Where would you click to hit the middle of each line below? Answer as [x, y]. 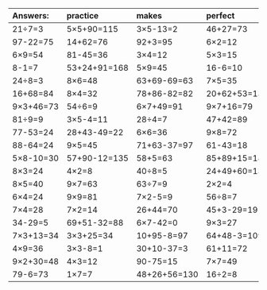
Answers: [31, 15]
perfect [221, 15]
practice [83, 15]
